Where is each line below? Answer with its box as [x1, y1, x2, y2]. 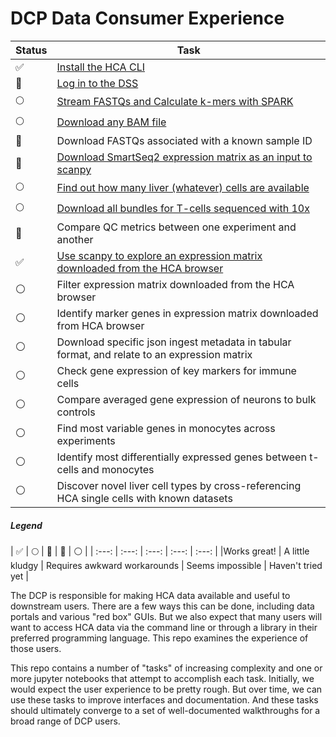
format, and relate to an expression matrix [56, 347, 253, 361]
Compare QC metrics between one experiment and [56, 220, 297, 234]
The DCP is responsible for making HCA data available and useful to [10, 589, 291, 601]
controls [56, 405, 96, 419]
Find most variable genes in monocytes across [56, 421, 276, 435]
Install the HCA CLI [56, 60, 145, 74]
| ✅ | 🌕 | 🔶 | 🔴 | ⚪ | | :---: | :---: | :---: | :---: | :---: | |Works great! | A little [10, 545, 310, 557]
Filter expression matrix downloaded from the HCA [56, 277, 295, 291]
